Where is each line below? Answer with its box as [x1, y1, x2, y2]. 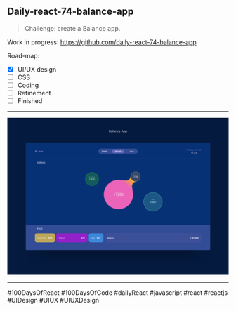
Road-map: [7, 51, 40, 60]
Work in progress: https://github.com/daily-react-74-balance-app [7, 38, 197, 46]
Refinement [17, 89, 51, 97]
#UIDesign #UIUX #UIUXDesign [7, 296, 100, 305]
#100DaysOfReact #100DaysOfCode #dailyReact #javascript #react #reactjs [7, 289, 228, 297]
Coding [17, 81, 39, 89]
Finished [17, 97, 43, 105]
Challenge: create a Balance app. [24, 24, 121, 32]
